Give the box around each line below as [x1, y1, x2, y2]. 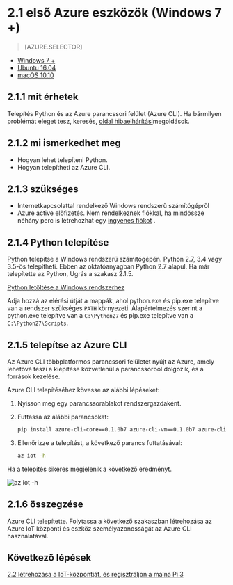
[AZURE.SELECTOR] [24, 42, 83, 51]
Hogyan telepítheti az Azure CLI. [17, 163, 111, 171]
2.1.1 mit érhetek [7, 91, 79, 103]
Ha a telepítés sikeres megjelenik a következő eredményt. [7, 465, 172, 473]
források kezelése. [7, 372, 61, 380]
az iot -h [17, 452, 47, 459]
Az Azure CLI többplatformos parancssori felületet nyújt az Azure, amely [7, 358, 214, 366]
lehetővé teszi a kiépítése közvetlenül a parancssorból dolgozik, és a [7, 365, 204, 373]
